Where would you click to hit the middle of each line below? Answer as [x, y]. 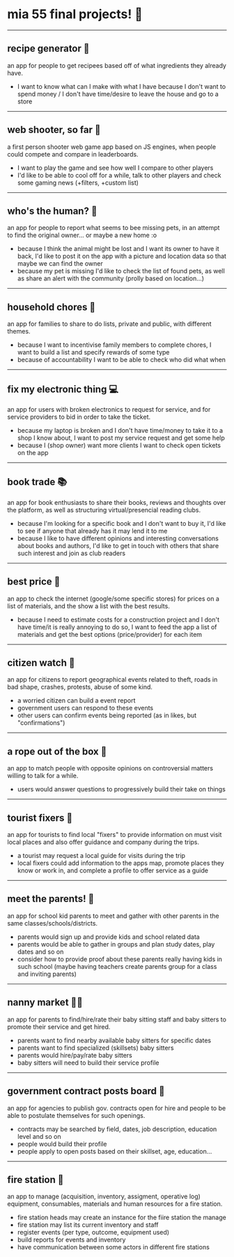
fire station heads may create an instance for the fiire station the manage [122, 1218]
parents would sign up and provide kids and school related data [108, 937]
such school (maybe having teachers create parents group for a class [117, 966]
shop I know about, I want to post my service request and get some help [121, 438]
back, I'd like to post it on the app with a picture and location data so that [122, 256]
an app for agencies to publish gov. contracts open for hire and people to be [117, 1108]
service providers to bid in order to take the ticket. [79, 417]
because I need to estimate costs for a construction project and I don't [118, 619]
